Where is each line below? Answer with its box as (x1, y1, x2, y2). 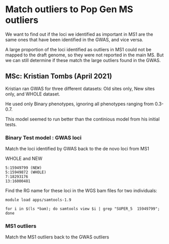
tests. (5, 121, 17, 128)
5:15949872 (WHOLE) (5, 170, 47, 175)
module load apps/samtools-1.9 (5, 197, 72, 203)
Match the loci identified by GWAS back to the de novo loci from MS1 (5, 146, 150, 152)
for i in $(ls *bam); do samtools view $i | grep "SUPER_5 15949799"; (5, 206, 160, 211)
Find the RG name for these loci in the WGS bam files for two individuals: (5, 188, 157, 194)
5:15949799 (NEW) (5, 165, 42, 171)
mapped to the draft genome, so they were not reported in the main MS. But (5, 52, 164, 58)
